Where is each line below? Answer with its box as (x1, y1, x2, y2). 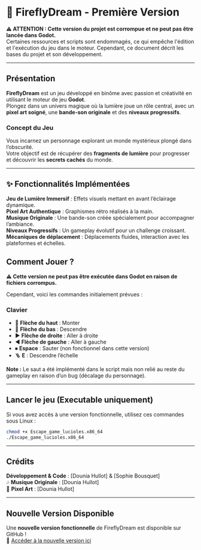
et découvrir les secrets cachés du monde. (6, 156, 114, 163)
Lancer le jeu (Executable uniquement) (6, 395, 154, 405)
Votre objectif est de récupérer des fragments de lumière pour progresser (6, 150, 190, 157)
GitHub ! (6, 531, 27, 538)
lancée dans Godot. (6, 31, 56, 38)
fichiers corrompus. (6, 279, 57, 286)
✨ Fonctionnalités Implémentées (6, 179, 130, 189)
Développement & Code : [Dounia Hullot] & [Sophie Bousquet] (6, 472, 160, 479)
